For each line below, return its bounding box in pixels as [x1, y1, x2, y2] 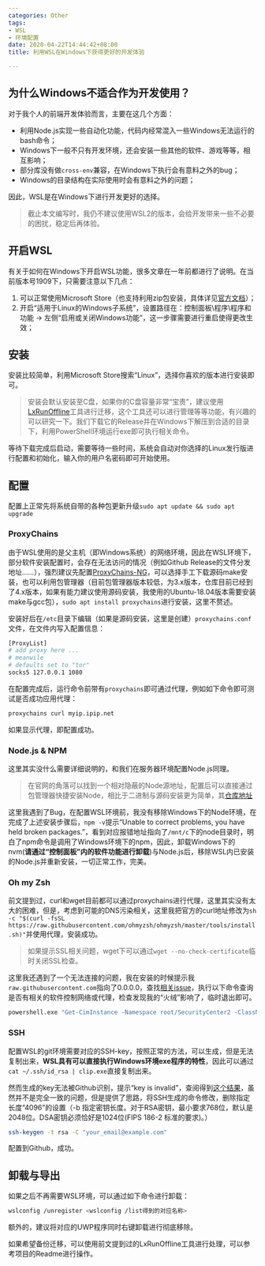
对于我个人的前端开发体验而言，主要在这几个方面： [8, 108, 174, 119]
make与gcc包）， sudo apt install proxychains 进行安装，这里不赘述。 [8, 597, 237, 606]
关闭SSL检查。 [34, 956, 83, 966]
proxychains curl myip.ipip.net [8, 709, 114, 718]
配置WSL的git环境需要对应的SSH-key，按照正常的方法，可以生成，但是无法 [8, 1046, 254, 1056]
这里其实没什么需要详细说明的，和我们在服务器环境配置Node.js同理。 [8, 764, 234, 774]
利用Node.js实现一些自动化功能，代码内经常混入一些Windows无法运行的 [19, 126, 255, 135]
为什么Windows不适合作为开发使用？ [8, 86, 191, 100]
